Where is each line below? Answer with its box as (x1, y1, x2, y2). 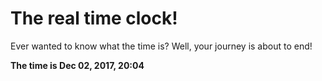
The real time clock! (10, 7, 178, 30)
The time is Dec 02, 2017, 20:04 (10, 59, 145, 71)
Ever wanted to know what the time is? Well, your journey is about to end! (10, 40, 313, 52)
